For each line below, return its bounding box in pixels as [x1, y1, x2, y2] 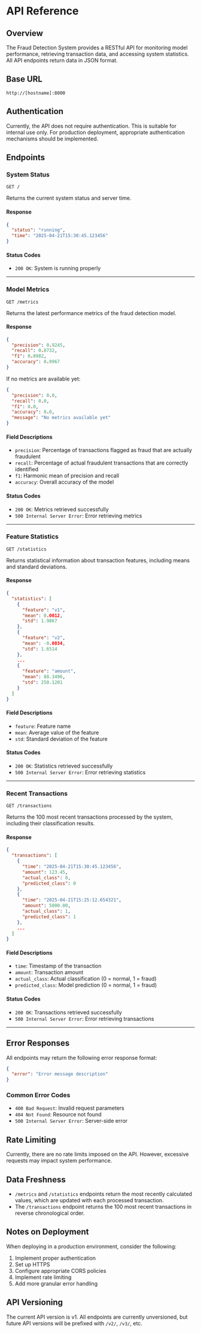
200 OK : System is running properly [14, 265, 101, 272]
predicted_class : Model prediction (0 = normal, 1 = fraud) [14, 981, 157, 988]
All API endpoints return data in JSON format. [6, 57, 118, 64]
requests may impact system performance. [6, 1157, 112, 1164]
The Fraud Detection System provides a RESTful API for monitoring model [6, 44, 188, 51]
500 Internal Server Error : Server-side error [14, 1118, 128, 1125]
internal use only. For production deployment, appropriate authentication [6, 128, 185, 136]
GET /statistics [6, 546, 47, 552]
